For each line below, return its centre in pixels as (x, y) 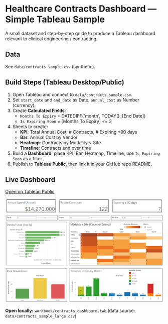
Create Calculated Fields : (39, 111)
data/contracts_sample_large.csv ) (41, 316)
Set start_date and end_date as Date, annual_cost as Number (76, 100)
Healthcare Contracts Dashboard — (81, 9)
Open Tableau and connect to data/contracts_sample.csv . (72, 94)
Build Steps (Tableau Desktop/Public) (65, 83)
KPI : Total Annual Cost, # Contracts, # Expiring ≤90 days (78, 132)
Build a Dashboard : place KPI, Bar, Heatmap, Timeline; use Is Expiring (86, 153)
